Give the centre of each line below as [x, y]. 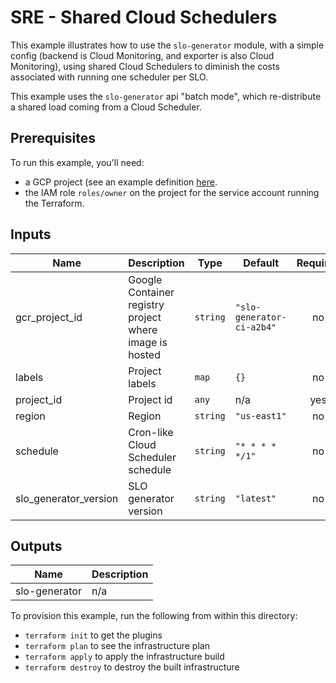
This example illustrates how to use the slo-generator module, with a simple [167, 45]
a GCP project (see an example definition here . [121, 182]
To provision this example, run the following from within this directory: [154, 616]
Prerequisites [53, 138]
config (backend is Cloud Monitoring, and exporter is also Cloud [142, 55]
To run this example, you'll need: [77, 162]
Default [261, 263]
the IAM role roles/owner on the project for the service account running [172, 192]
